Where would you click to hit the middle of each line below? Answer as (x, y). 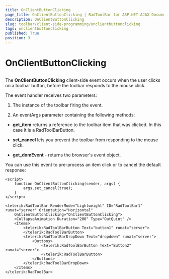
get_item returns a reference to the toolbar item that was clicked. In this (87, 125)
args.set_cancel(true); (48, 188)
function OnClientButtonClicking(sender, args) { (67, 184)
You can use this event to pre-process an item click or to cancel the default (83, 165)
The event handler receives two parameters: (51, 95)
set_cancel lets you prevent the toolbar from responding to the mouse (85, 140)
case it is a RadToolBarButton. (44, 130)
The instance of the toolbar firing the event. (58, 105)
